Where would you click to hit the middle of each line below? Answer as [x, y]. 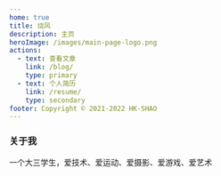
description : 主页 [42, 34]
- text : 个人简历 [47, 84]
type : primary [51, 76]
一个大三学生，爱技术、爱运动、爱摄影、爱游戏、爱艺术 [110, 162]
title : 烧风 [30, 26]
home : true [29, 17]
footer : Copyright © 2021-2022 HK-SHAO [83, 108]
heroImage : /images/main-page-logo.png [83, 42]
